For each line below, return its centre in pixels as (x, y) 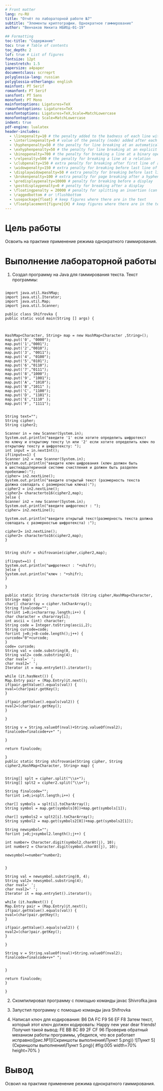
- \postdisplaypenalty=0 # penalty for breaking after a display (77, 186)
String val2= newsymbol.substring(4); (44, 881)
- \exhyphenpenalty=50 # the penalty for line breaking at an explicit (83, 150)
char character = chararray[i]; (38, 617)
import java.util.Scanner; (32, 306)
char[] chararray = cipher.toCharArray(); (49, 604)
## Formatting (19, 37)
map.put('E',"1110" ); (28, 400)
